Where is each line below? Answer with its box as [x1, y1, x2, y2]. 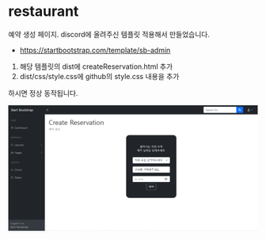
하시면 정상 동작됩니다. [8, 88, 78, 97]
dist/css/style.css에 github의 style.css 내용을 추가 [19, 71, 180, 81]
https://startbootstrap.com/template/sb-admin [19, 45, 171, 55]
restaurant [8, 2, 79, 21]
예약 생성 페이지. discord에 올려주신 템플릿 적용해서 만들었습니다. [8, 29, 210, 39]
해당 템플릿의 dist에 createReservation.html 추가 [19, 62, 173, 71]
